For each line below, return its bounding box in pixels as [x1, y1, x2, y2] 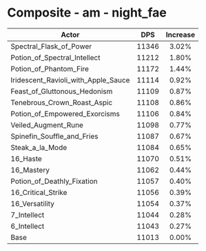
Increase [165, 30, 196, 39]
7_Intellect [10, 210, 45, 219]
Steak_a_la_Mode [10, 142, 68, 152]
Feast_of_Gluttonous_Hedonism [10, 86, 113, 96]
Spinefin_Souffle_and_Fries [10, 131, 99, 141]
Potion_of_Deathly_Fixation [10, 176, 98, 186]
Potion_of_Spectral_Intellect [10, 53, 101, 62]
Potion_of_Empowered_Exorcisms [10, 109, 121, 118]
